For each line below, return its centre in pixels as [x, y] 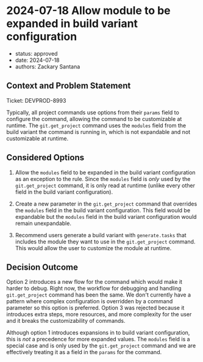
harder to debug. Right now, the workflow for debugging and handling [94, 289]
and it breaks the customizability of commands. [66, 321]
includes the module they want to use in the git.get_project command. [105, 242]
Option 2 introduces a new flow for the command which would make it [94, 282]
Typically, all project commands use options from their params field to [93, 112]
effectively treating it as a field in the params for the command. [84, 352]
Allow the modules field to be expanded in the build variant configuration [105, 172]
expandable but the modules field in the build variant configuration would [106, 216]
